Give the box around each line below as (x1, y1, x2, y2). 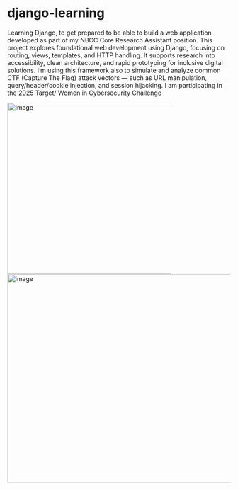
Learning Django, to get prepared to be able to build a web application (7, 28, 212, 37)
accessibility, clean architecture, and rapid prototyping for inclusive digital (7, 58, 223, 67)
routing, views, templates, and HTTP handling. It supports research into (7, 51, 216, 59)
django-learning (7, 5, 105, 21)
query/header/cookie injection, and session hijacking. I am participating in (7, 81, 223, 89)
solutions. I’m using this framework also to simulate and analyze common (7, 66, 221, 74)
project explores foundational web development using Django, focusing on (7, 43, 225, 52)
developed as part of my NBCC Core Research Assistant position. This (7, 35, 212, 44)
